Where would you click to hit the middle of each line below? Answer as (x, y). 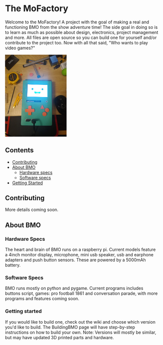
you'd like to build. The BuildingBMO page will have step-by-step (70, 327)
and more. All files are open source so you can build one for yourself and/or (81, 38)
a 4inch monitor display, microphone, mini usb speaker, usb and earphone (79, 255)
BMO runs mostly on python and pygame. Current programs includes (74, 288)
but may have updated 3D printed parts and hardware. (60, 337)
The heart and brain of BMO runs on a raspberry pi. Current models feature (80, 249)
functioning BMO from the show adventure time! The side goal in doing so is (81, 27)
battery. (13, 265)
